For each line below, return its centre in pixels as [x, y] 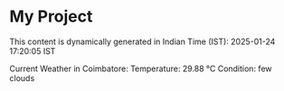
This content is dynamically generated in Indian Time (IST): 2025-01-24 [142, 41]
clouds [22, 77]
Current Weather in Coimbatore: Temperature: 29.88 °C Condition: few [141, 68]
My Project [51, 17]
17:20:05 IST [33, 50]
